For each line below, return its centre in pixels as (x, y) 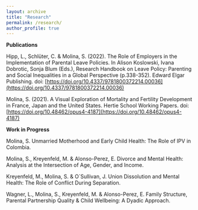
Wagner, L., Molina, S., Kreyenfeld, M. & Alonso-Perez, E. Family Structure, (97, 194)
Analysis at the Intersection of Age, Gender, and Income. (75, 165)
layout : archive (26, 12)
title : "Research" (29, 17)
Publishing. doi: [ (27, 82)
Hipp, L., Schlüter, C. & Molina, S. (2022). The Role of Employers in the (92, 56)
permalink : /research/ (34, 22)
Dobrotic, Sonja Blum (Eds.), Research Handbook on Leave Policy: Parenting (99, 69)
